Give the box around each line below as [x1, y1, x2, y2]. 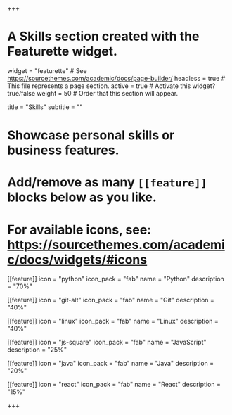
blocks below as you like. [7, 189, 157, 205]
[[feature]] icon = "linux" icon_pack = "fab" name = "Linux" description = [7, 317, 219, 326]
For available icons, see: [7, 222, 152, 238]
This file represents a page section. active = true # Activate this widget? [7, 82, 216, 90]
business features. [7, 142, 120, 158]
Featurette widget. [7, 44, 118, 60]
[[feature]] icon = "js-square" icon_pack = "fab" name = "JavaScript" [7, 338, 207, 347]
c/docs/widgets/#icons [7, 251, 148, 267]
